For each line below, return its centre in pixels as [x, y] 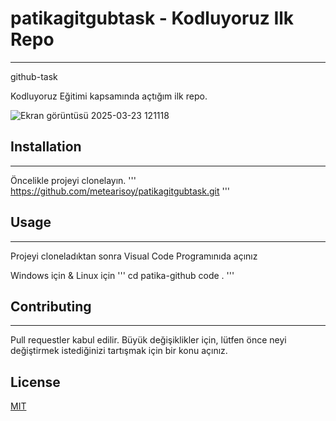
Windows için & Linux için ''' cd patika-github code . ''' [122, 275]
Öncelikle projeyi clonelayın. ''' [73, 180]
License [35, 382]
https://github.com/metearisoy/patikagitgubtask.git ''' [120, 191]
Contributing [51, 306]
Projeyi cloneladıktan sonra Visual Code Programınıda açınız [134, 256]
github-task [34, 76]
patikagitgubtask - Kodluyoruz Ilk [152, 18]
